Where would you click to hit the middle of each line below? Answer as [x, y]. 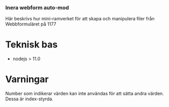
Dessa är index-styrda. [29, 99]
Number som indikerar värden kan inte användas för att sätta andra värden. [84, 94]
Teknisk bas [31, 45]
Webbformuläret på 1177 [31, 24]
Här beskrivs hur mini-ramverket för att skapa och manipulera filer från [80, 19]
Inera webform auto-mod [37, 8]
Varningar [27, 79]
